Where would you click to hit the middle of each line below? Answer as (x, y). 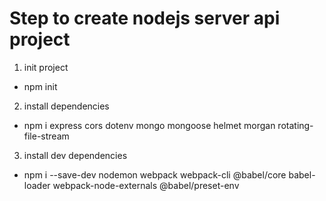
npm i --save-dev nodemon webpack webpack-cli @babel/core (155, 174)
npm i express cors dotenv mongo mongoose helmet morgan (149, 125)
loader (37, 185)
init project (46, 67)
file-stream (46, 136)
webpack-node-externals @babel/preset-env (146, 185)
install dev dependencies (75, 155)
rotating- (295, 125)
